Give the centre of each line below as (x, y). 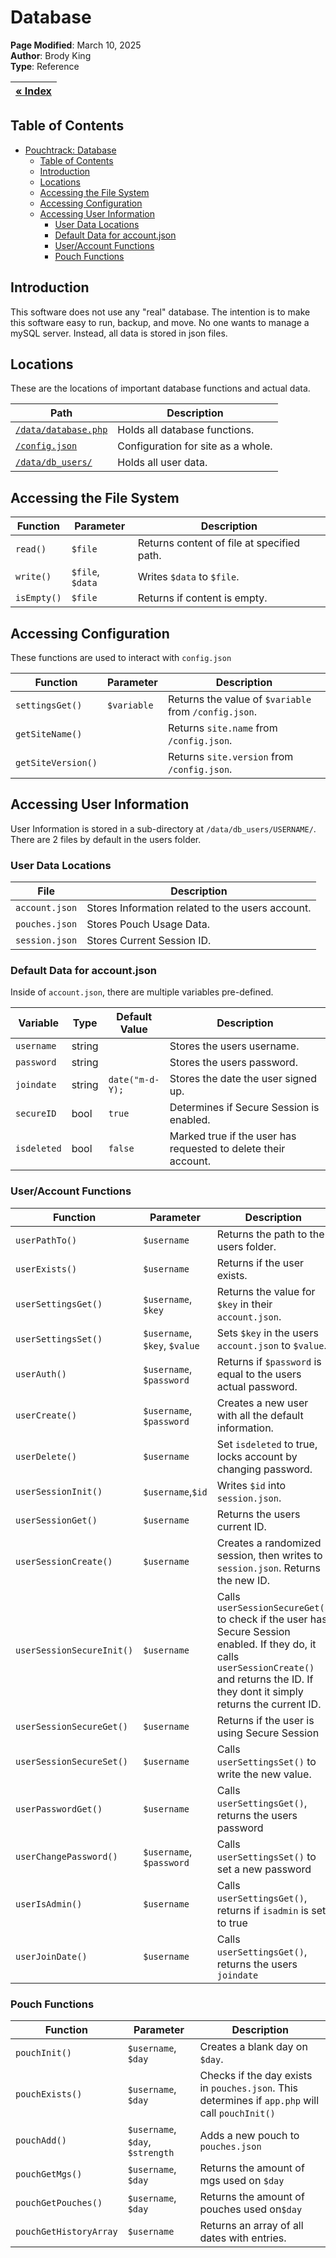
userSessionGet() (56, 1520)
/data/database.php (61, 430)
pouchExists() (49, 2094)
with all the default (260, 1415)
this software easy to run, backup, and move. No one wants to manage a (160, 322)
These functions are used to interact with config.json (121, 657)
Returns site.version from (230, 756)
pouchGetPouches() (59, 2202)
